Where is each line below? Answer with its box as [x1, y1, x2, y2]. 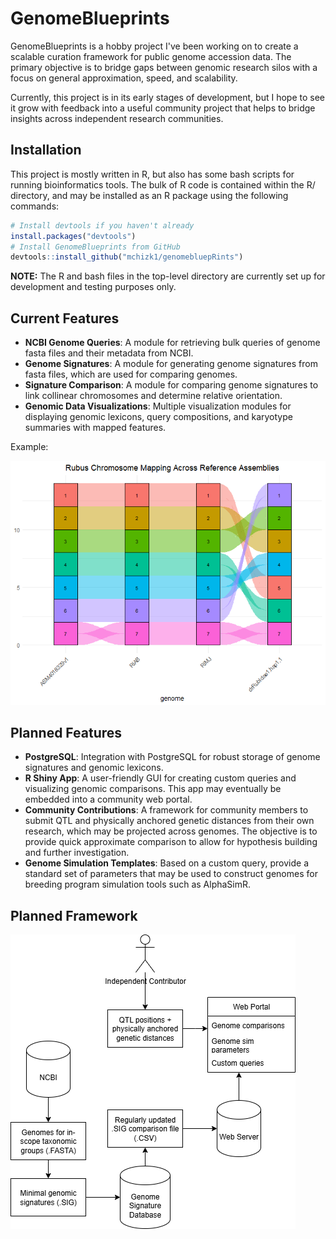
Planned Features [10, 724, 123, 741]
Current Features [10, 310, 120, 327]
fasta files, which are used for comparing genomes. [24, 368, 238, 381]
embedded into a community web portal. [24, 793, 193, 806]
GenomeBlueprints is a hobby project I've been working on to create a [10, 40, 299, 52]
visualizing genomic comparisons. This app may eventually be [24, 783, 282, 795]
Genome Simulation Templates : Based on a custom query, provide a [24, 857, 309, 869]
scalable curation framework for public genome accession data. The [10, 50, 292, 62]
